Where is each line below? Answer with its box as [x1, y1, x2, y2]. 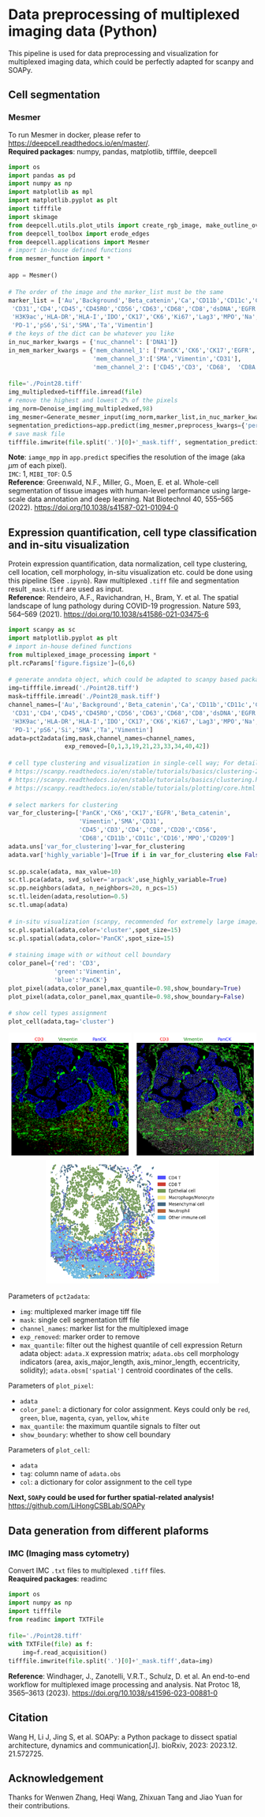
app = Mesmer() [8, 271, 58, 279]
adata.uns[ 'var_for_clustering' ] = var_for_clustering [8, 842, 185, 851]
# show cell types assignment [8, 1010, 108, 1018]
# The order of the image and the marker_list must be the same [8, 288, 224, 296]
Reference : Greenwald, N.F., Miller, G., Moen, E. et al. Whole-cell [8, 478, 219, 487]
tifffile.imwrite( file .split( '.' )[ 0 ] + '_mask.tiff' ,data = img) [8, 1656, 214, 1665]
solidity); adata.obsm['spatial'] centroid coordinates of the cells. [19, 1366, 233, 1375]
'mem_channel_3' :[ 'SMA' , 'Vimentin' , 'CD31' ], [92, 354, 242, 363]
